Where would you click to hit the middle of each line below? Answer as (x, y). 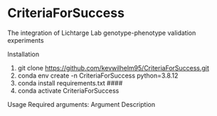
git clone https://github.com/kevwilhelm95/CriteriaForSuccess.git (113, 68)
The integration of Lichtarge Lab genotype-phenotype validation (102, 33)
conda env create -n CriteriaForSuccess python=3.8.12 (98, 75)
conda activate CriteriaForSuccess (68, 90)
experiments (26, 40)
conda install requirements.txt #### (70, 83)
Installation (23, 54)
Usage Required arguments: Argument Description (81, 104)
